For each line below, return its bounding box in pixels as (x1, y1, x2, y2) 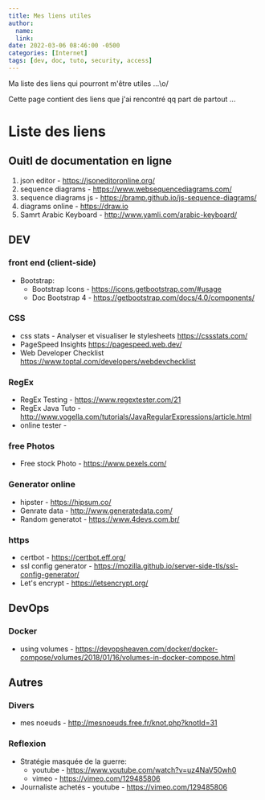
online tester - (19, 421, 67, 430)
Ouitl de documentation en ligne (8, 154, 173, 168)
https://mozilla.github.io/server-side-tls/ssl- (93, 561, 238, 571)
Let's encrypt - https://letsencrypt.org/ (19, 578, 149, 588)
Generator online (8, 479, 76, 490)
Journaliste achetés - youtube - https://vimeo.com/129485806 (19, 782, 228, 792)
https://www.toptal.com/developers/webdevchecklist (19, 356, 197, 366)
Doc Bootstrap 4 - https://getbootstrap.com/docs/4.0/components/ (31, 293, 255, 302)
